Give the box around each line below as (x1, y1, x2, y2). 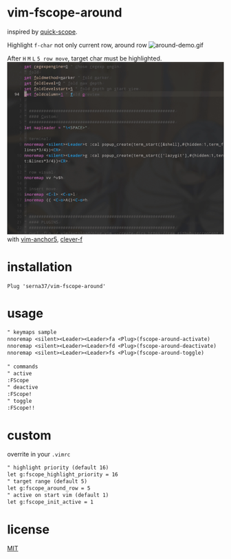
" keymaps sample (7, 329, 57, 336)
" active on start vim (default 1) (7, 492, 109, 499)
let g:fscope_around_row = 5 (7, 485, 91, 492)
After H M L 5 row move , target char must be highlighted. (7, 54, 162, 63)
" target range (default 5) (7, 478, 88, 485)
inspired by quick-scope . (7, 28, 78, 36)
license (7, 521, 50, 537)
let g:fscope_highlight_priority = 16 (7, 471, 118, 479)
